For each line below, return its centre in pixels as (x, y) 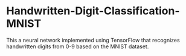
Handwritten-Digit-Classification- (93, 11)
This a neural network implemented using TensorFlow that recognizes (93, 40)
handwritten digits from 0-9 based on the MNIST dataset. (78, 46)
